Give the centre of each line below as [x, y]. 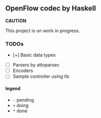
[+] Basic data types [34, 55]
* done [20, 111]
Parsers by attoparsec [36, 65]
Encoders [23, 70]
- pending [23, 100]
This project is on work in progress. [43, 31]
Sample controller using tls [41, 77]
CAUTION [16, 20]
